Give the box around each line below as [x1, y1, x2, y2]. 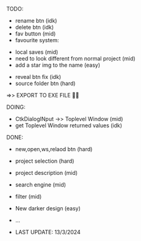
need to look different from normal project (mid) [15, 55, 136, 62]
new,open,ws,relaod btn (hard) [15, 146, 93, 152]
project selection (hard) [15, 157, 74, 165]
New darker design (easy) [15, 205, 81, 212]
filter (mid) [15, 193, 42, 200]
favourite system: [15, 37, 59, 43]
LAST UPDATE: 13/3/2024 [15, 229, 81, 235]
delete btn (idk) [15, 24, 54, 31]
